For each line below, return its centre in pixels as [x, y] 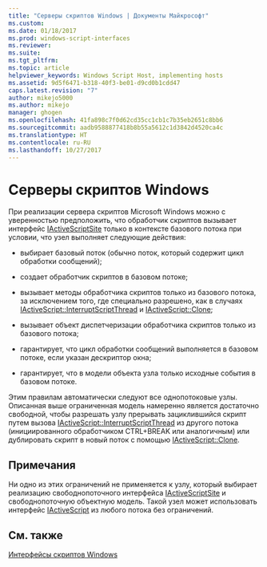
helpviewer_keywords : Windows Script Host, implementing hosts [116, 75]
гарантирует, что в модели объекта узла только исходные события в [137, 373]
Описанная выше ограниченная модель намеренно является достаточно [134, 406]
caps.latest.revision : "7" [53, 90]
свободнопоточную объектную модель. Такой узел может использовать [133, 501]
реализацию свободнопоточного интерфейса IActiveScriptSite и [117, 493]
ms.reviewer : [30, 46]
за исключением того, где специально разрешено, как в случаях [131, 301]
